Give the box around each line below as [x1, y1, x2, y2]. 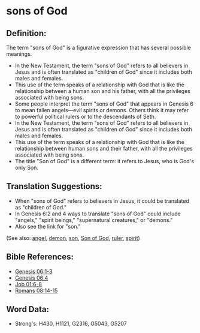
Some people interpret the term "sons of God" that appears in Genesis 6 [14, 100, 193, 107]
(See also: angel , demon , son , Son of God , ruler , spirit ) [6, 234, 141, 241]
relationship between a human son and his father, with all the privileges [14, 88, 190, 94]
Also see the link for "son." [14, 223, 81, 230]
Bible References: [6, 252, 74, 262]
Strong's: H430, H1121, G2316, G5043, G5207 [14, 320, 127, 328]
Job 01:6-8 [14, 280, 43, 287]
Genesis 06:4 [14, 274, 49, 281]
